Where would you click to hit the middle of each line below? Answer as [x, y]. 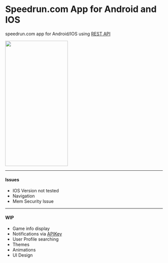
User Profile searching [35, 239]
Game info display [31, 228]
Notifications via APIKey [37, 234]
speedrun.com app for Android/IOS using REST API [58, 34]
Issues [12, 179]
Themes [21, 244]
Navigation [23, 196]
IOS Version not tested [35, 191]
